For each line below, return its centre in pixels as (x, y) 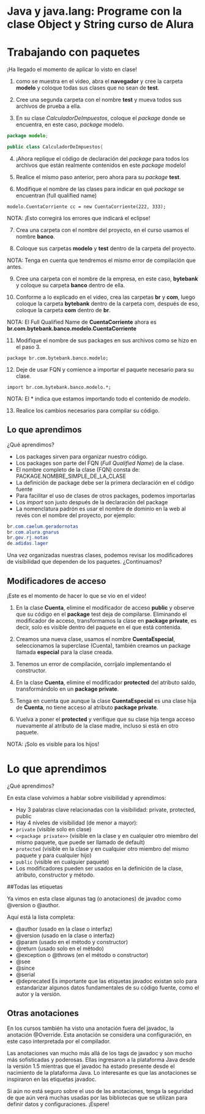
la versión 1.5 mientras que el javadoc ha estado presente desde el (91, 1066)
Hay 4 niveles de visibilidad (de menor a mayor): (77, 823)
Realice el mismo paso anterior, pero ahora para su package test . (98, 177)
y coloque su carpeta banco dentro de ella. (70, 285)
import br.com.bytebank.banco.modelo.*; (59, 387)
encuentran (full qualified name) (56, 195)
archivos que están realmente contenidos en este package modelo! (101, 165)
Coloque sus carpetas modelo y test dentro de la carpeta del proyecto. (106, 248)
